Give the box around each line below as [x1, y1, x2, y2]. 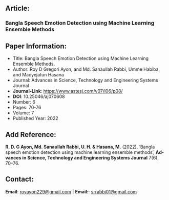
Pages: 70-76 [12, 105, 41, 111]
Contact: [5, 175, 34, 184]
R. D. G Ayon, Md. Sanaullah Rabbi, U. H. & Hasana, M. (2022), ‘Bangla [5, 144, 155, 150]
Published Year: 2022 [12, 115, 58, 122]
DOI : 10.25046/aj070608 [12, 93, 65, 99]
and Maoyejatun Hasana [12, 72, 64, 78]
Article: [5, 4, 30, 13]
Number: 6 [12, 99, 36, 105]
